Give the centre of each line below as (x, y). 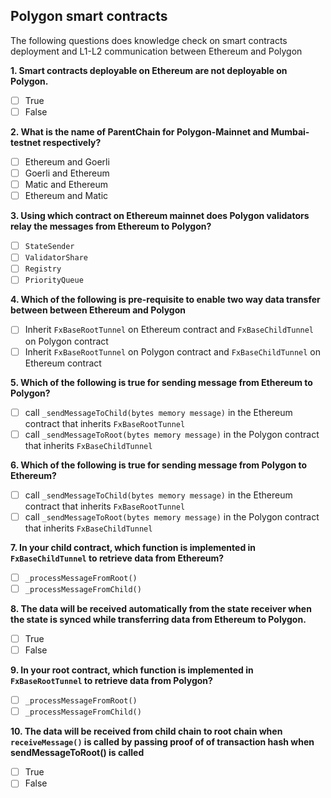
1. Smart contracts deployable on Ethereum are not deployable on (149, 70)
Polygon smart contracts (89, 16)
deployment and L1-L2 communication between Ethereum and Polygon (156, 51)
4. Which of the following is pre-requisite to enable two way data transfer (165, 300)
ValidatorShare (56, 258)
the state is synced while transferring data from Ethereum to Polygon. (158, 619)
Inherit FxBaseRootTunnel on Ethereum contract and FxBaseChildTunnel (169, 330)
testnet (26, 142)
